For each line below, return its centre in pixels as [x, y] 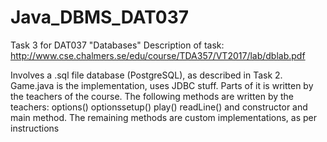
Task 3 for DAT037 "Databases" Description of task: [117, 45]
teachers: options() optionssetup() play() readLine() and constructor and [159, 107]
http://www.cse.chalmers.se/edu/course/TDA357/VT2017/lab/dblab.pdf [158, 55]
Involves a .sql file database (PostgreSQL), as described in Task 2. [146, 75]
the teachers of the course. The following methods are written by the [152, 96]
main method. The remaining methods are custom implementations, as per [163, 117]
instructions [35, 128]
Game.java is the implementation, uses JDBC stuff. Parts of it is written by [162, 85]
